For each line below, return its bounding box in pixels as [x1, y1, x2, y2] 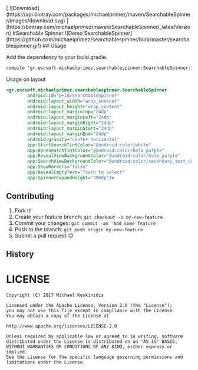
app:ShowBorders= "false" [27, 164, 88, 170]
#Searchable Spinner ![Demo [12, 30, 83, 37]
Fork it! [14, 207, 32, 214]
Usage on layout [6, 76, 46, 83]
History [6, 249, 34, 259]
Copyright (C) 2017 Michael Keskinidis [6, 292, 104, 298]
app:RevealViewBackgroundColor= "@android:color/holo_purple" [27, 153, 181, 159]
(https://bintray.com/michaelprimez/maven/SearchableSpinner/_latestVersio [6, 24, 191, 30]
